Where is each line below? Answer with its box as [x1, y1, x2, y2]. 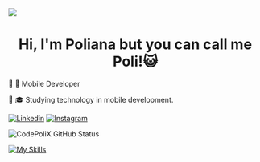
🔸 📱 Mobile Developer [8, 79, 80, 88]
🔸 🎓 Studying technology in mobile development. [8, 95, 174, 104]
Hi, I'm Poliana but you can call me [19, 35, 252, 54]
